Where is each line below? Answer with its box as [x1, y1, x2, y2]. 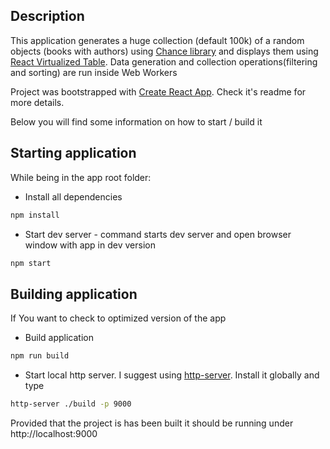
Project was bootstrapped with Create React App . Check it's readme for [10, 85, 307, 98]
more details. [10, 96, 65, 108]
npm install [10, 210, 60, 220]
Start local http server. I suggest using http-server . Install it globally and [24, 369, 320, 381]
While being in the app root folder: [10, 171, 152, 183]
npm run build [10, 351, 70, 361]
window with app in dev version [24, 239, 156, 251]
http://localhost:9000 [10, 427, 98, 439]
